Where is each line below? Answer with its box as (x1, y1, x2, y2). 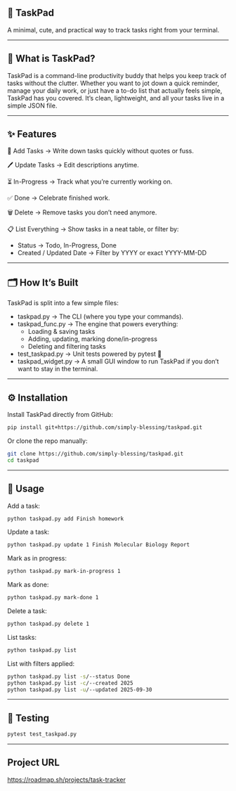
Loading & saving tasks (27, 328, 96, 336)
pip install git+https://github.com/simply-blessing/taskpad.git (7, 424, 202, 431)
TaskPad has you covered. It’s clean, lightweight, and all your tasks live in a (7, 94, 225, 102)
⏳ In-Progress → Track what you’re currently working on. (7, 177, 173, 186)
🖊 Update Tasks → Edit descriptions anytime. (7, 161, 139, 169)
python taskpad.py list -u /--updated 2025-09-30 (7, 686, 152, 693)
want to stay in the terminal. (17, 365, 98, 373)
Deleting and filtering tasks (27, 342, 107, 351)
